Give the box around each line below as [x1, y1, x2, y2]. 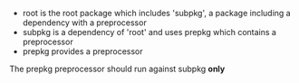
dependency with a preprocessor [22, 17, 147, 28]
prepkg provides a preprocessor [22, 46, 143, 57]
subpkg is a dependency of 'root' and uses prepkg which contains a [22, 27, 276, 37]
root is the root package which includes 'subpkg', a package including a [22, 8, 292, 18]
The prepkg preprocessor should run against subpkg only [9, 63, 226, 74]
